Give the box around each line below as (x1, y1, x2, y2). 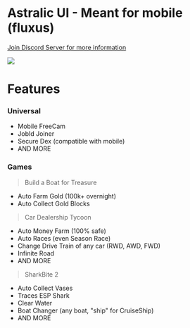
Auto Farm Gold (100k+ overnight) (17, 191, 117, 200)
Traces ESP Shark (17, 291, 70, 300)
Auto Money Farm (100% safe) (17, 227, 107, 235)
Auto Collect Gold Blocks (17, 199, 90, 208)
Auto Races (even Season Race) (17, 234, 111, 242)
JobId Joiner (17, 130, 55, 138)
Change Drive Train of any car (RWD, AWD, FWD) (17, 241, 160, 250)
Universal (7, 106, 41, 116)
